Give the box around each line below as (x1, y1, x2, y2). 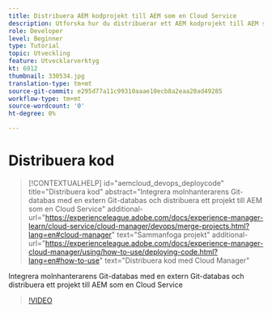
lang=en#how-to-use (28, 256, 100, 265)
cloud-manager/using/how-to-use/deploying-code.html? (28, 247, 219, 256)
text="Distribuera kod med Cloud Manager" (104, 256, 250, 265)
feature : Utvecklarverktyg (8, 57, 100, 66)
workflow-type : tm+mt (8, 95, 82, 103)
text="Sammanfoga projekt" (117, 230, 210, 239)
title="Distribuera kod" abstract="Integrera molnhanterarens (28, 187, 229, 197)
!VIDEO (28, 295, 53, 305)
